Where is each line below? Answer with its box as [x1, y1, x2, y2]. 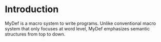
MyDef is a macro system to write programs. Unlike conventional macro [5, 20, 156, 26]
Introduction [5, 4, 59, 15]
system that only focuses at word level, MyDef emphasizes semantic [5, 25, 150, 31]
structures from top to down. [5, 31, 66, 37]
